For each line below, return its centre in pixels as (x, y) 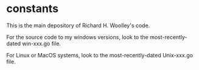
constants (33, 9)
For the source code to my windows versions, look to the (78, 37)
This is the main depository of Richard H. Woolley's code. (78, 25)
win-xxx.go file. (41, 43)
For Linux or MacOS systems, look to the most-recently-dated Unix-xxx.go (100, 55)
